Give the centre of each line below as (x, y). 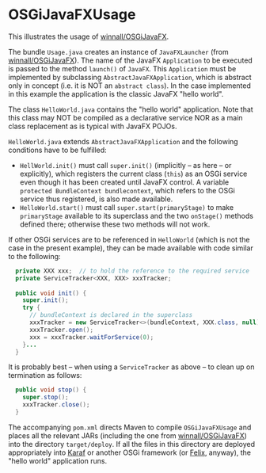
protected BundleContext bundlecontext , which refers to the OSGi (127, 190)
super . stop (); (46, 398)
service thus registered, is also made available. (96, 199)
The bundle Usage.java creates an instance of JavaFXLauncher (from (118, 51)
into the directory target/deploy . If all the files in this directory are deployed (132, 444)
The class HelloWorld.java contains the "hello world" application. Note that (131, 109)
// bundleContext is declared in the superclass (111, 315)
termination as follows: (45, 376)
